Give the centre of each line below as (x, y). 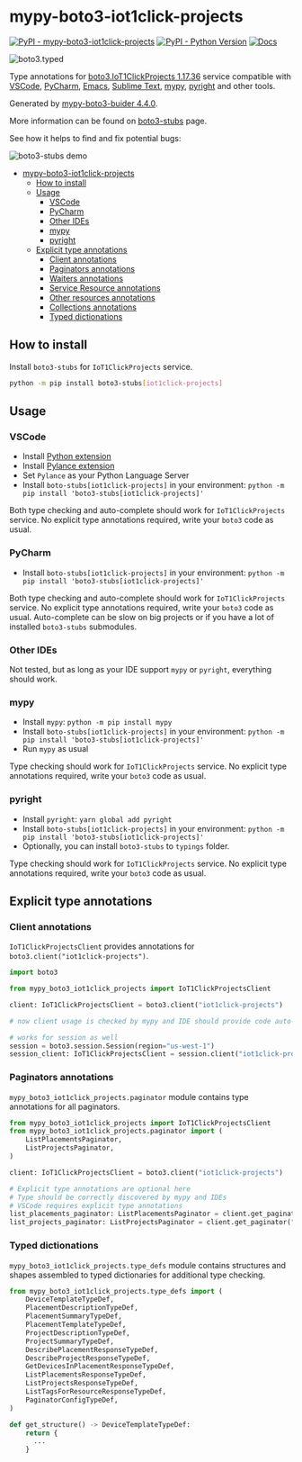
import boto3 (34, 973)
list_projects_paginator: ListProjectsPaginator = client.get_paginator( (151, 1223)
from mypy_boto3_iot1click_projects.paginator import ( (116, 1132)
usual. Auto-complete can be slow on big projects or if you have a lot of (142, 617)
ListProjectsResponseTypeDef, (82, 1384)
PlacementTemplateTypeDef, (76, 1325)
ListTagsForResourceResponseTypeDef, (96, 1392)
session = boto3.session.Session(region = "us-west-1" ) (112, 1046)
